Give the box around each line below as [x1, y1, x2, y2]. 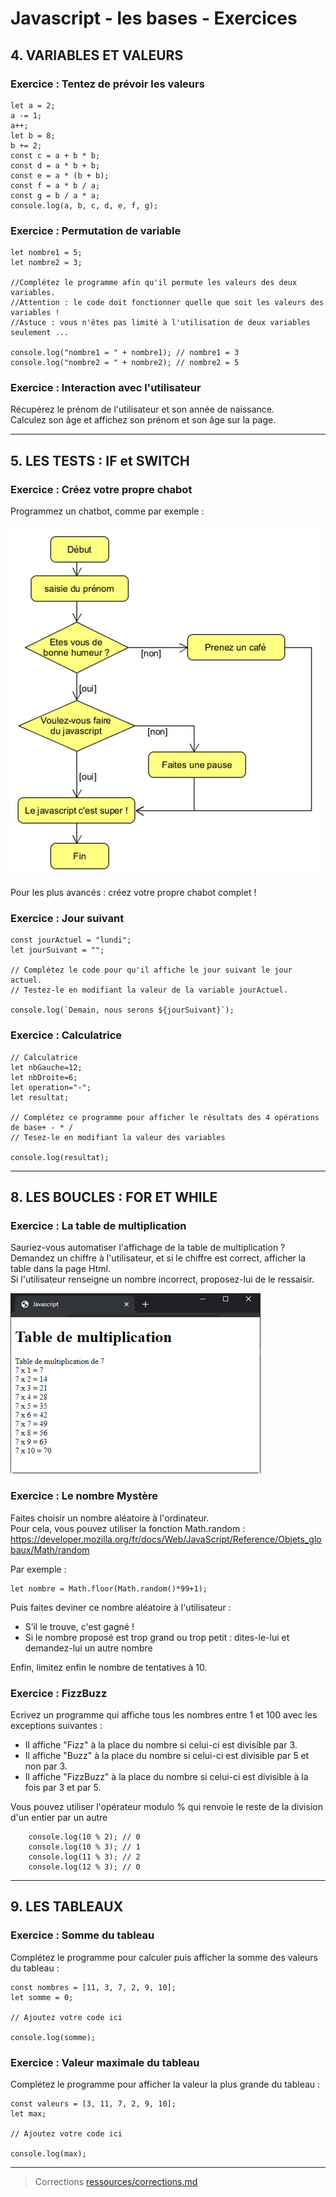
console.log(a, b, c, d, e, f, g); [10, 200, 159, 211]
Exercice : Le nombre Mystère [10, 1489, 158, 1503]
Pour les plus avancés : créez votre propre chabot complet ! [10, 887, 257, 899]
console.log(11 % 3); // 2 [28, 1852, 141, 1862]
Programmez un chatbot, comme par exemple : [10, 505, 205, 517]
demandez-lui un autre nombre [24, 1642, 153, 1654]
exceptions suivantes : [10, 1720, 103, 1732]
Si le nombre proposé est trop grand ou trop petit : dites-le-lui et [24, 1631, 290, 1643]
